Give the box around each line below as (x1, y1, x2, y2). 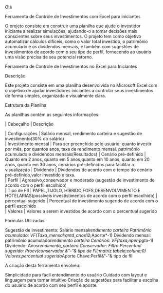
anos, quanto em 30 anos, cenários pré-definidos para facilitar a (5, 162, 134, 167)
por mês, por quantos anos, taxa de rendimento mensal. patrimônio (5, 146, 140, 152)
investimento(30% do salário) (5, 136, 64, 141)
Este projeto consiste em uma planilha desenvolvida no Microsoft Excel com (5, 82, 158, 88)
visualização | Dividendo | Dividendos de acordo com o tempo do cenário (5, 167, 152, 173)
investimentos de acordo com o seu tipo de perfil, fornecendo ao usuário (5, 49, 152, 55)
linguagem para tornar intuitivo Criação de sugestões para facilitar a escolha (5, 277, 159, 283)
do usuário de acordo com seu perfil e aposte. (5, 282, 98, 288)
